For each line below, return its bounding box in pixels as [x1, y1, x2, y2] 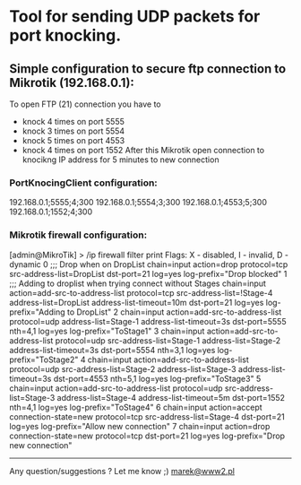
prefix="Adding [9, 307, 65, 317]
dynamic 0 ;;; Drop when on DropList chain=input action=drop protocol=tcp [9, 258, 288, 270]
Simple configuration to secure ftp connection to [9, 61, 287, 76]
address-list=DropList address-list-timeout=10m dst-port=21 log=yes [9, 297, 264, 307]
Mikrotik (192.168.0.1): [9, 74, 134, 91]
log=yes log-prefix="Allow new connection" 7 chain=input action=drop [9, 420, 271, 431]
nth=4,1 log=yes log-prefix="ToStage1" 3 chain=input [9, 325, 205, 336]
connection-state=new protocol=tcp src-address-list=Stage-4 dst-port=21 [9, 411, 285, 422]
